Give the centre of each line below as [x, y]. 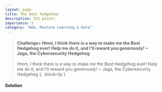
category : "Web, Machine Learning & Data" [49, 28]
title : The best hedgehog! [32, 14]
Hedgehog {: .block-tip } [41, 74]
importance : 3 [19, 23]
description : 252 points [30, 18]
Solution [14, 85]
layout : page [18, 9]
